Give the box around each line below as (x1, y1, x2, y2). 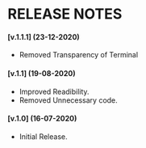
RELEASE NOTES (7, 5, 123, 23)
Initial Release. (19, 131, 68, 142)
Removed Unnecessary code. (19, 95, 118, 105)
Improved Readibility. (19, 87, 90, 96)
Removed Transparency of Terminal (19, 50, 139, 60)
